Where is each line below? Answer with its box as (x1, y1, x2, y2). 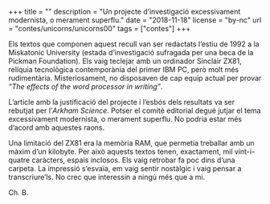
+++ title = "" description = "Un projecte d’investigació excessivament (8, 7, 241, 16)
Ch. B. (8, 188, 29, 197)
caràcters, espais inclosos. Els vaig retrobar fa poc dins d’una (31, 155, 235, 165)
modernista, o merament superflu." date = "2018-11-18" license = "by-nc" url (8, 15, 262, 25)
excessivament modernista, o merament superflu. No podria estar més (8, 114, 243, 123)
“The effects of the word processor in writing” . (8, 82, 163, 91)
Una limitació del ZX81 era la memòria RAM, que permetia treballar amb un (8, 138, 255, 147)
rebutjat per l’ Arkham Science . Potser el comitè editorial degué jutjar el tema (8, 106, 261, 115)
